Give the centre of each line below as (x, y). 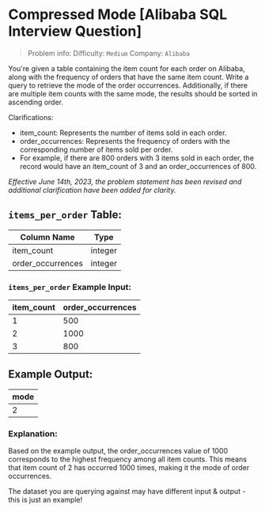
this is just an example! (45, 500)
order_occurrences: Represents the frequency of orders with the (125, 141)
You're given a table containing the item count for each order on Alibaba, (127, 68)
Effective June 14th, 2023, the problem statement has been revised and (125, 181)
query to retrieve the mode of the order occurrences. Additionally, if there (128, 85)
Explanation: (33, 434)
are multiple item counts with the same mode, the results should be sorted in (133, 93)
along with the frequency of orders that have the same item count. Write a (129, 77)
